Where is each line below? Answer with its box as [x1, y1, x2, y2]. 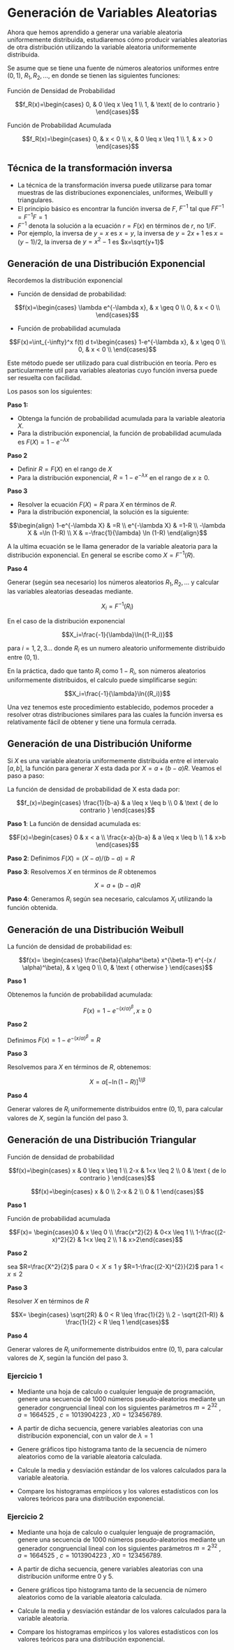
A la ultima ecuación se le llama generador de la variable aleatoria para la [7, 542, 218, 551]
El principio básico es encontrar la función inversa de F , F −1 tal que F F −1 [17, 203, 224, 212]
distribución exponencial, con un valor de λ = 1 [17, 1431, 153, 1440]
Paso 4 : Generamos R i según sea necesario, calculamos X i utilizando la [7, 895, 213, 904]
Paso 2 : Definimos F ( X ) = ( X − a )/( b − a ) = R [7, 854, 135, 862]
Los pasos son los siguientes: [7, 386, 92, 396]
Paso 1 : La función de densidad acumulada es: [7, 819, 141, 827]
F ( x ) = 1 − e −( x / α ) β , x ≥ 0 [82, 1004, 152, 1015]
